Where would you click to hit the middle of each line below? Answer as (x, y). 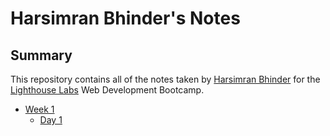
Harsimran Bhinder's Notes (125, 18)
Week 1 (39, 109)
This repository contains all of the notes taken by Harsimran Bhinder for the (165, 79)
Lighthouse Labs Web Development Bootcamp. (107, 90)
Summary (41, 55)
